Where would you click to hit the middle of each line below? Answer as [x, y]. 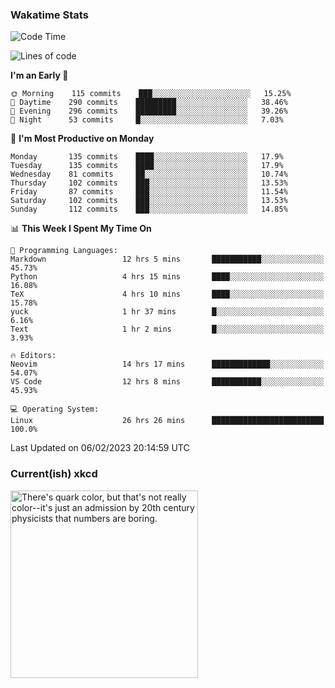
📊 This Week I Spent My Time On [81, 229]
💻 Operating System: [55, 409]
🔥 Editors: [33, 356]
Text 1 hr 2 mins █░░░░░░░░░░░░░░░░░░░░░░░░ [167, 329]
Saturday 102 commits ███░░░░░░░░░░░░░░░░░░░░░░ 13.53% [149, 201]
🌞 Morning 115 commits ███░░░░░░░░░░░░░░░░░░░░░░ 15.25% [151, 94]
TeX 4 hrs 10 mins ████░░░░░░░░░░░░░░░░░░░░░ [167, 294]
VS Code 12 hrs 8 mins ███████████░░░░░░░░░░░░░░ [167, 382]
